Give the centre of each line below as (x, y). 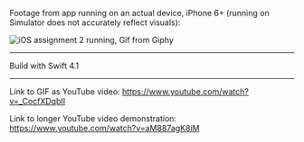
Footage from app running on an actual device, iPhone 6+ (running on (139, 13)
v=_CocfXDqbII (38, 101)
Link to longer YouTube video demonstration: (93, 119)
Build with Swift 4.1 (44, 66)
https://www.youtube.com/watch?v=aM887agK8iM (104, 128)
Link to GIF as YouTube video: (65, 92)
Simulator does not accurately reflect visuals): (95, 22)
